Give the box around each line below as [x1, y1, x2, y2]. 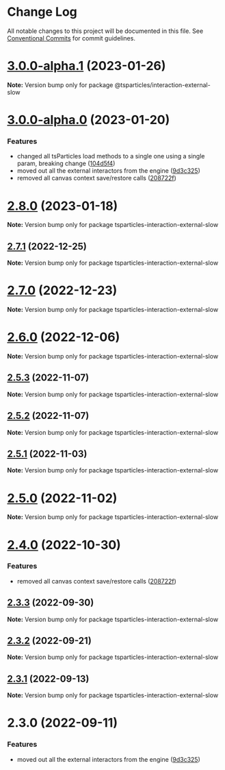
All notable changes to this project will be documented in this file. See [7, 27, 204, 35]
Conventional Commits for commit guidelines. [7, 34, 135, 42]
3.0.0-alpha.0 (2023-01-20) [7, 112, 170, 128]
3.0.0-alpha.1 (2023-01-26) [7, 58, 166, 74]
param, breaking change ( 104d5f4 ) [16, 159, 116, 168]
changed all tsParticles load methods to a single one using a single [16, 152, 205, 160]
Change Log [7, 4, 77, 20]
